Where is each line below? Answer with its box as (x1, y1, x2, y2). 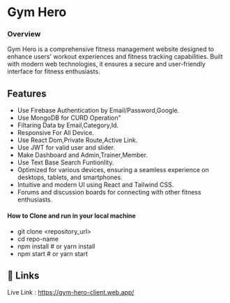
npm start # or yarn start (17, 249, 89, 258)
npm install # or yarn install (17, 242, 95, 251)
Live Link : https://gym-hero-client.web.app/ (7, 288, 135, 297)
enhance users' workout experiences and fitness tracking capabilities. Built (7, 52, 223, 61)
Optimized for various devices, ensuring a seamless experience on (17, 166, 209, 174)
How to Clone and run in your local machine (7, 211, 136, 220)
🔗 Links (7, 269, 40, 281)
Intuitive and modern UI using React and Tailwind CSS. (17, 181, 174, 189)
